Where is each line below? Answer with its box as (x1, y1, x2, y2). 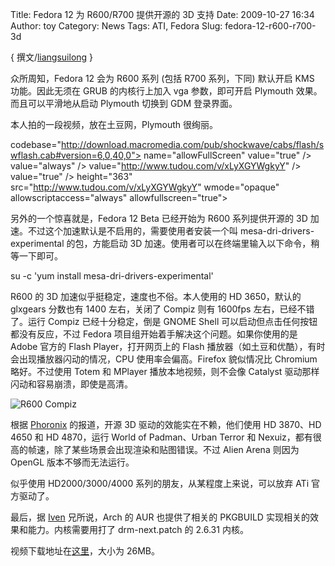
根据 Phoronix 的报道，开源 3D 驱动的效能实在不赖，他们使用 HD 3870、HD (10, 419, 322, 430)
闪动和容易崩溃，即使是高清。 (10, 378, 133, 390)
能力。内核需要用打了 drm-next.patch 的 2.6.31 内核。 (27, 524, 249, 535)
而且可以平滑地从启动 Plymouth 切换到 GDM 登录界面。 (10, 98, 238, 109)
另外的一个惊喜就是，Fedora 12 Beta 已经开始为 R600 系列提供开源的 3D (10, 213, 308, 224)
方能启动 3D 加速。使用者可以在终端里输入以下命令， (92, 238, 312, 249)
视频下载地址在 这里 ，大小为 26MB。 (10, 545, 160, 557)
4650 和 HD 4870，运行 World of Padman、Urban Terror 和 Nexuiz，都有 (10, 431, 313, 443)
